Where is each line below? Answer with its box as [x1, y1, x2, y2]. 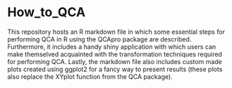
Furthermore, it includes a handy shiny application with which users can [7, 42, 216, 51]
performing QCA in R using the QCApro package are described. [7, 34, 192, 43]
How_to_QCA [7, 4, 86, 20]
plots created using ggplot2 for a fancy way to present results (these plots [7, 65, 223, 73]
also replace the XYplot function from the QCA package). [7, 72, 173, 81]
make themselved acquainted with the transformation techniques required [7, 50, 222, 58]
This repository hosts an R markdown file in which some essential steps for [7, 27, 226, 36]
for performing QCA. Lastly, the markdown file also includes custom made [7, 57, 222, 65]
